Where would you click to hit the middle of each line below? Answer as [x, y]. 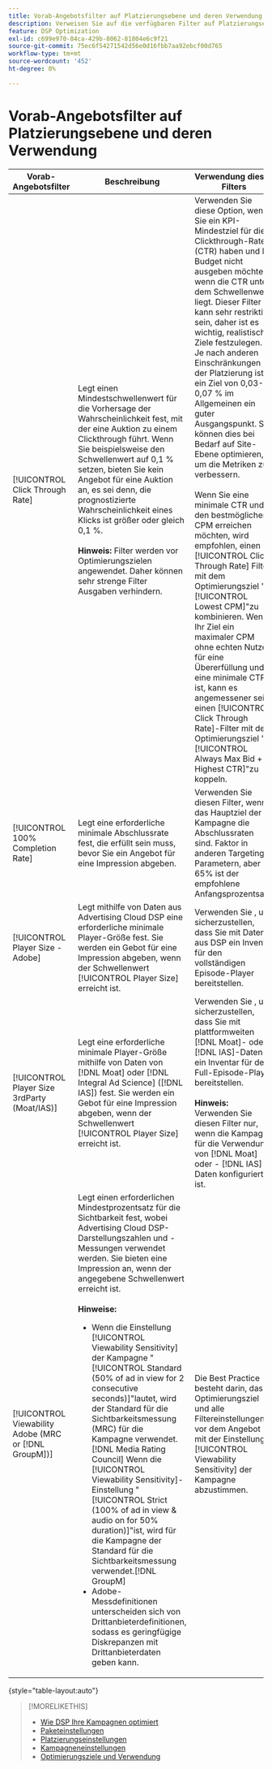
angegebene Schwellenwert [131, 1278]
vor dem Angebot [227, 1429]
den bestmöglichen [231, 515]
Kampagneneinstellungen [83, 1748]
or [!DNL [29, 1444]
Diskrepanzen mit [125, 1641]
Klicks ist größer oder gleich [131, 520]
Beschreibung [132, 181]
